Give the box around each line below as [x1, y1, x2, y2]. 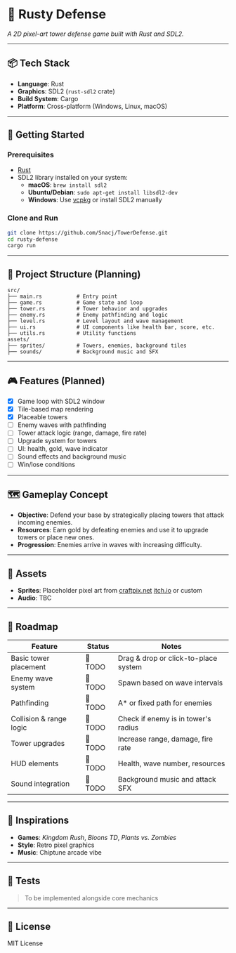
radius [117, 723, 139, 732]
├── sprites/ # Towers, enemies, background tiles [7, 342, 188, 350]
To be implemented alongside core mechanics [24, 893, 159, 902]
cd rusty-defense [7, 235, 58, 243]
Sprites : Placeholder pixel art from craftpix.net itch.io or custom [17, 586, 202, 595]
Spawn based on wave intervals [117, 678, 223, 688]
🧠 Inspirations [7, 815, 69, 827]
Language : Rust [17, 79, 65, 88]
